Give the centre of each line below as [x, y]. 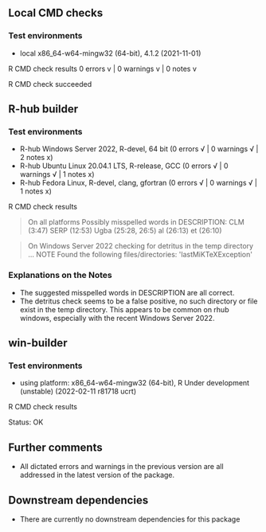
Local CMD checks [56, 13]
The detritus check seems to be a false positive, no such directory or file [139, 301]
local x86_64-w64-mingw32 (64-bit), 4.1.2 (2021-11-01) [110, 53]
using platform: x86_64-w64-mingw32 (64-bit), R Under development [134, 383]
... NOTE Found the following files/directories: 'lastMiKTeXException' [140, 255]
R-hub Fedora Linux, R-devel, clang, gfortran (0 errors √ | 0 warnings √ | [138, 183]
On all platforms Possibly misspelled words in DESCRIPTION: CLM [136, 222]
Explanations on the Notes [61, 276]
